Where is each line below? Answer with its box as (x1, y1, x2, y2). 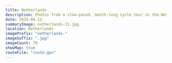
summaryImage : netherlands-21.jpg (5, 21, 79, 27)
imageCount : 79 (5, 41, 38, 46)
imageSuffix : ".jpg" (5, 36, 50, 41)
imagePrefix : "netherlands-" (5, 31, 68, 36)
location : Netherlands (5, 26, 54, 31)
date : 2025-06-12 (5, 17, 42, 22)
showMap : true (5, 45, 36, 50)
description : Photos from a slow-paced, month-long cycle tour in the (5, 12, 159, 17)
